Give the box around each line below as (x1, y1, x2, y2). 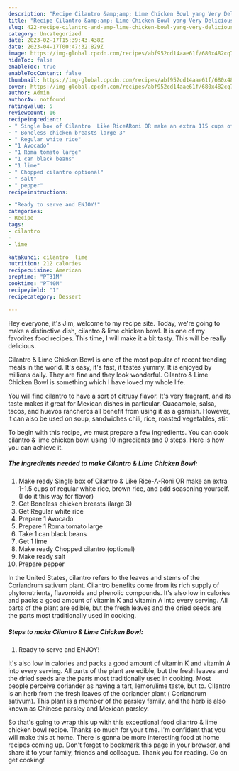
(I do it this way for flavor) (18, 492, 94, 501)
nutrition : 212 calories (8, 260, 82, 267)
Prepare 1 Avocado (18, 515, 74, 523)
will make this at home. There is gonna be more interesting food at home (8, 733, 220, 742)
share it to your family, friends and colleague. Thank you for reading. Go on (8, 748, 228, 757)
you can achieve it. (8, 443, 63, 451)
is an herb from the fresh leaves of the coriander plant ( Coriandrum (8, 689, 206, 698)
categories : (8, 208, 43, 215)
